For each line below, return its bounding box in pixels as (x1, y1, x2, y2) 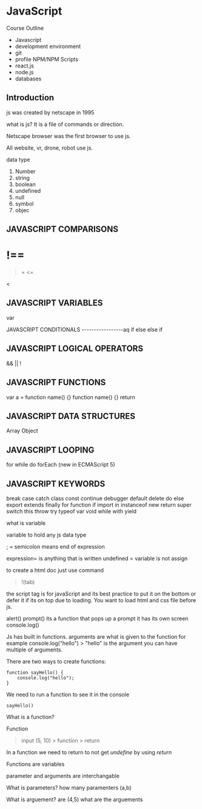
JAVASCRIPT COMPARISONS (6, 224, 119, 235)
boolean (15, 181, 36, 188)
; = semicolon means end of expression (6, 543, 105, 550)
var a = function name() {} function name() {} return (6, 394, 135, 401)
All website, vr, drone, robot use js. (6, 144, 93, 151)
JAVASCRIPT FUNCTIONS (6, 377, 106, 387)
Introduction (6, 92, 55, 103)
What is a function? (6, 713, 55, 720)
